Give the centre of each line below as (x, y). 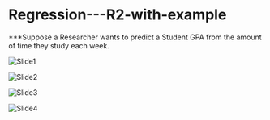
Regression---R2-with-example (118, 15)
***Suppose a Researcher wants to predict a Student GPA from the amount (135, 37)
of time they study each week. (59, 45)
